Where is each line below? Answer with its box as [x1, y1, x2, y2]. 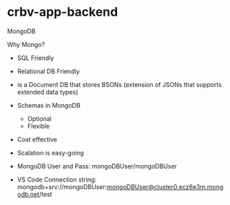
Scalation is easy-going [17, 148, 84, 157]
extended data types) [17, 88, 79, 96]
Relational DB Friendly [17, 67, 81, 75]
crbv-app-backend [7, 4, 118, 20]
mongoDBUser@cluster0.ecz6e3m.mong [106, 182, 224, 191]
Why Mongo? [7, 40, 45, 48]
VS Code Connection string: [17, 175, 97, 184]
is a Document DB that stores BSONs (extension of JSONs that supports [17, 80, 222, 88]
